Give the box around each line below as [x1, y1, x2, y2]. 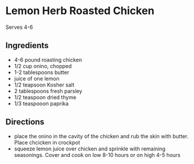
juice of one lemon [14, 75, 60, 82]
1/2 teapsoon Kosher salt [14, 81, 75, 88]
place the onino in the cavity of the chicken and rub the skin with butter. [14, 132, 189, 139]
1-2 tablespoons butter [14, 69, 70, 76]
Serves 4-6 [5, 24, 33, 31]
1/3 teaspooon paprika [14, 100, 69, 107]
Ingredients [5, 41, 49, 51]
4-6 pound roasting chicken [14, 56, 82, 63]
